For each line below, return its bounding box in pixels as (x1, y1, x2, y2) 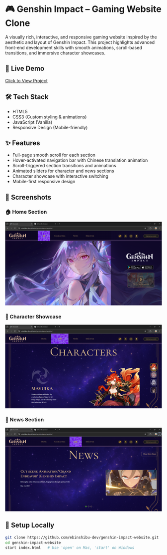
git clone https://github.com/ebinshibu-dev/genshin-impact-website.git (5, 535, 159, 540)
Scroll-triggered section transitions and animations (12, 163, 117, 169)
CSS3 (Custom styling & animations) (12, 114, 87, 120)
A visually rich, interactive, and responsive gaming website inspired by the (5, 34, 158, 40)
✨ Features (5, 139, 40, 147)
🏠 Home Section (5, 208, 47, 215)
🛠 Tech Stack (5, 93, 49, 101)
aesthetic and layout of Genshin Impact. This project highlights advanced (5, 39, 155, 45)
